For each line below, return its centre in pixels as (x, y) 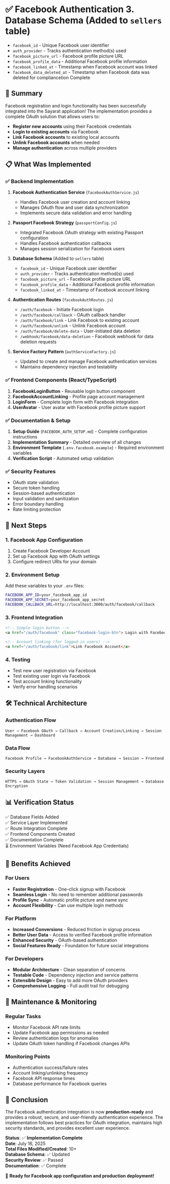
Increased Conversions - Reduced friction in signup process (76, 930)
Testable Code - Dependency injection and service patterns (75, 975)
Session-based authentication (44, 493)
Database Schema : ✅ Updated (37, 1155)
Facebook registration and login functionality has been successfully (76, 105)
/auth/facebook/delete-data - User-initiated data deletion (80, 331)
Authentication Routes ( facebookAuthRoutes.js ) (63, 300)
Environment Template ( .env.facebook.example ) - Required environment (88, 448)
